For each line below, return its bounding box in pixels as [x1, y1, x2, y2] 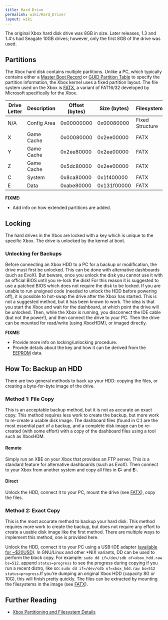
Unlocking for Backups [5, 250, 62, 257]
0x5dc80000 [60, 163, 92, 170]
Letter [7, 108, 22, 115]
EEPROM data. [12, 350, 42, 356]
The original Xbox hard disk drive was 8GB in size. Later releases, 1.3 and [5, 30, 156, 36]
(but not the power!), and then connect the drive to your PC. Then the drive [5, 314, 160, 320]
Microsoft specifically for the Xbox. [5, 90, 77, 96]
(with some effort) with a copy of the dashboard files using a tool [22, 428, 156, 434]
